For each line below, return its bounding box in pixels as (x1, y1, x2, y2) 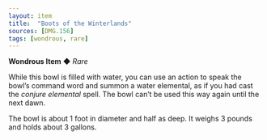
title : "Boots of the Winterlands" (8, 19, 132, 28)
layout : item (8, 11, 53, 20)
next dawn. (8, 98, 46, 108)
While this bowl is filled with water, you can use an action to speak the (8, 72, 242, 82)
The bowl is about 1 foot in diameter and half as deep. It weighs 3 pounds (8, 114, 253, 124)
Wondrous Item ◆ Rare (8, 57, 89, 66)
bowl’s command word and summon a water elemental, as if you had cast (8, 81, 253, 91)
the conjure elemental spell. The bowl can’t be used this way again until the (8, 90, 260, 100)
